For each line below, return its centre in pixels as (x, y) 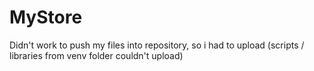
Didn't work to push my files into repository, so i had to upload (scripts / (157, 45)
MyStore (46, 17)
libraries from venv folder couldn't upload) (96, 55)
